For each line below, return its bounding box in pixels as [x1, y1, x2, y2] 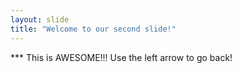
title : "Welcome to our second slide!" [10, 24, 177, 34]
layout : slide [10, 14, 70, 25]
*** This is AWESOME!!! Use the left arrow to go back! [10, 51, 233, 63]
